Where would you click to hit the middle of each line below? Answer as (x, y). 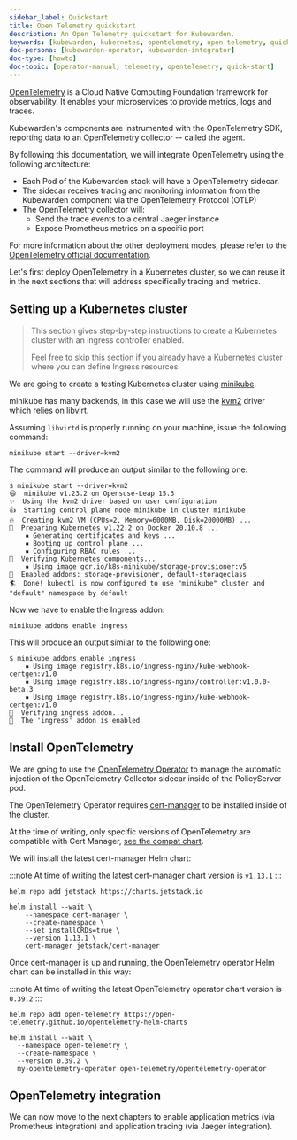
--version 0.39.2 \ (53, 1061)
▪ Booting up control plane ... (84, 543)
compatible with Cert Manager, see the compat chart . (107, 841)
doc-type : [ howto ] (43, 58)
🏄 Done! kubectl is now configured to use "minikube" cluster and (137, 583)
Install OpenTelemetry (72, 748)
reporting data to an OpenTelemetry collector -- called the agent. (127, 137)
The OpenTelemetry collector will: (83, 209)
